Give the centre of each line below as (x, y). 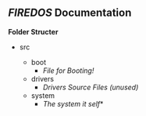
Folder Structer (33, 31)
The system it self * (73, 103)
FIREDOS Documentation (70, 13)
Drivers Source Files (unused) (91, 87)
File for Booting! (68, 71)
